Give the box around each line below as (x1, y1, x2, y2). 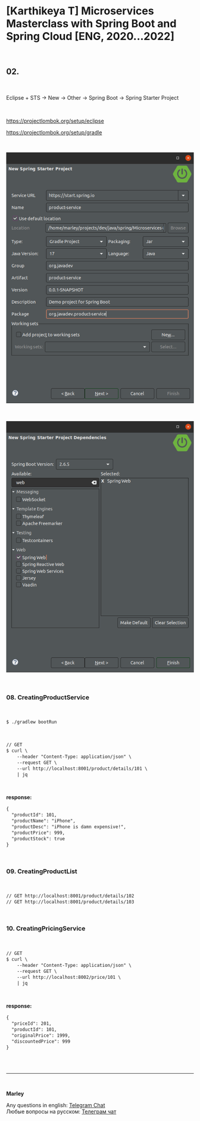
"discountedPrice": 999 (11, 1038, 70, 1045)
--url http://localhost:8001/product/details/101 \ (17, 766, 148, 772)
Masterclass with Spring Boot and (6, 17, 177, 30)
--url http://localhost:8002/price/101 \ (17, 974, 121, 980)
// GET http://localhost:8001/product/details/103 (6, 899, 135, 905)
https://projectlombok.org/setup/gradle (6, 128, 102, 136)
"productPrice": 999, (11, 830, 65, 836)
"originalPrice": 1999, (11, 1032, 70, 1039)
